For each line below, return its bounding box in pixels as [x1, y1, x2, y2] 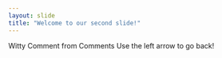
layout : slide [8, 11, 56, 20]
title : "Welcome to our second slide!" [8, 19, 141, 27]
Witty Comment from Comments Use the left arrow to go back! [8, 41, 215, 50]
